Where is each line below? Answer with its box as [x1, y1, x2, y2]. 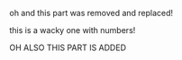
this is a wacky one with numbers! [9, 25, 136, 35]
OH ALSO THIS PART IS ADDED [9, 42, 126, 53]
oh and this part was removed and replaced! [9, 8, 174, 18]
